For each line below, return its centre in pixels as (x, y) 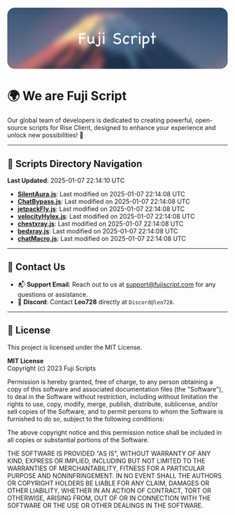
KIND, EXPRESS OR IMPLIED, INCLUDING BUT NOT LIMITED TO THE (106, 460)
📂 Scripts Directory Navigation (75, 164)
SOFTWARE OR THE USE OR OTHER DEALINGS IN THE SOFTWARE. (105, 505)
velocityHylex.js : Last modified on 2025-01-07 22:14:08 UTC (106, 217)
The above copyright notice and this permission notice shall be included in (114, 432)
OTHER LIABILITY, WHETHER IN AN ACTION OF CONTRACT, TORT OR (109, 491)
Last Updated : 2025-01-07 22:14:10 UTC (66, 181)
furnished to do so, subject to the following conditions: (86, 419)
